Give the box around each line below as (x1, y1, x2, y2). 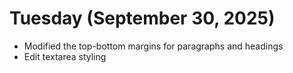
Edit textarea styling (23, 50, 107, 62)
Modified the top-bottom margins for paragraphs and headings (23, 40, 284, 52)
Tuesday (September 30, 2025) (9, 7, 276, 30)
